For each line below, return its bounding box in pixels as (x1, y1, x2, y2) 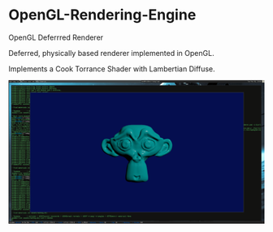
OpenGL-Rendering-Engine (8, 6, 197, 24)
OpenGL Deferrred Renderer (8, 32, 104, 42)
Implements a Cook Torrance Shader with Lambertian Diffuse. (8, 63, 215, 74)
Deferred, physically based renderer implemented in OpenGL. (8, 48, 214, 58)
